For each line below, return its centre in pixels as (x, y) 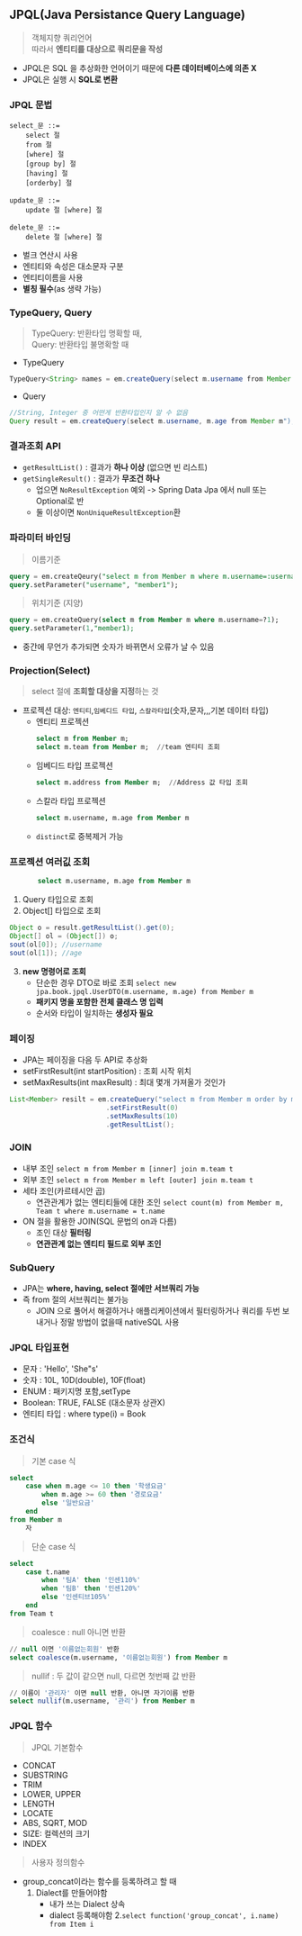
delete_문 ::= (35, 228)
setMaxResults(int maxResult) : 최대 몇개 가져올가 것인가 (124, 1082)
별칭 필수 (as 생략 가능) (62, 289)
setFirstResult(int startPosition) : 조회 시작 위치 (107, 1071)
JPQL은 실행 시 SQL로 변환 (70, 79)
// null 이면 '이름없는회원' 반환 (64, 1649)
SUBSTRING (45, 1775)
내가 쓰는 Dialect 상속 (87, 1904)
